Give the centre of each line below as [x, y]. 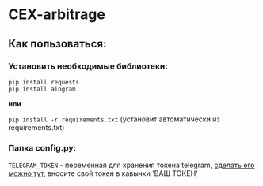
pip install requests [44, 82]
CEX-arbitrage [57, 15]
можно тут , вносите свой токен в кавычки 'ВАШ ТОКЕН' [103, 173]
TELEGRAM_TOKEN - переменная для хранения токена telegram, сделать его [131, 165]
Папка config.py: [42, 147]
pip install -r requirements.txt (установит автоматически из [114, 119]
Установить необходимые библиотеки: [88, 66]
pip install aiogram [42, 89]
